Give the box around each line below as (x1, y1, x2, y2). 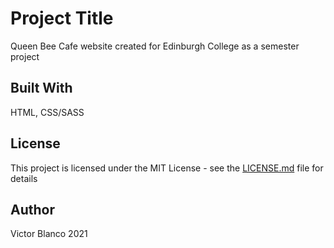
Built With (10, 80, 73, 97)
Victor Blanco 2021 (10, 228, 88, 240)
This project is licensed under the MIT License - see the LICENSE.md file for (10, 162, 324, 174)
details (10, 172, 38, 184)
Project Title (10, 7, 114, 30)
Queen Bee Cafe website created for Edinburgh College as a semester (10, 40, 300, 52)
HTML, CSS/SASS (10, 106, 85, 118)
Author (10, 201, 55, 218)
